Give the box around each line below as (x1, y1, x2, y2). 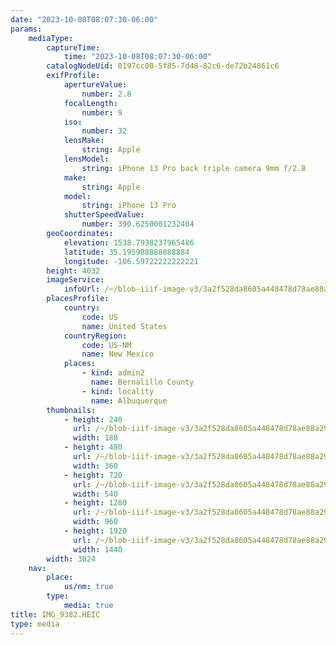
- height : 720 (63, 470, 123, 480)
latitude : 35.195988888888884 (63, 247, 190, 257)
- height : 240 (63, 414, 123, 425)
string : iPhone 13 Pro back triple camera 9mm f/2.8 (81, 163, 307, 173)
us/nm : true (63, 582, 114, 592)
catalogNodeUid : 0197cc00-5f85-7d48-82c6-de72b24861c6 (46, 61, 280, 71)
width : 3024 (46, 554, 97, 564)
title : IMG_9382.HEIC (10, 609, 101, 620)
